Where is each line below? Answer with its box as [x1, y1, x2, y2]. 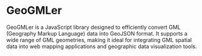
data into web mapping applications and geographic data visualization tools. [6, 43, 197, 50]
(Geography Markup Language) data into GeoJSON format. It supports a [6, 30, 187, 37]
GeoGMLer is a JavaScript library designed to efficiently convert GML [6, 23, 181, 31]
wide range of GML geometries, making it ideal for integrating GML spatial [6, 36, 192, 43]
